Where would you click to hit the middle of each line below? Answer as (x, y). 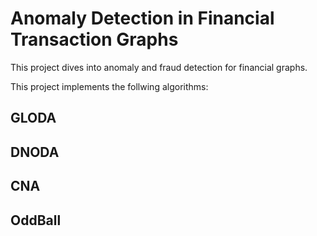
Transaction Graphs (94, 39)
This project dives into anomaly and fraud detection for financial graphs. (159, 67)
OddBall (36, 220)
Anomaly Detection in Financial (142, 18)
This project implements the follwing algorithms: (109, 86)
